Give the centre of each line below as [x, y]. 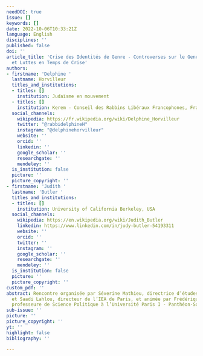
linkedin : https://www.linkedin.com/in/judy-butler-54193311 [95, 226]
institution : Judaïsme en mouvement [63, 96]
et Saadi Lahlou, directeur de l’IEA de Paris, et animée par [92, 299]
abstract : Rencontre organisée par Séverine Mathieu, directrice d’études [102, 293]
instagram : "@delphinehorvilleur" [60, 130]
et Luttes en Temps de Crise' [50, 62]
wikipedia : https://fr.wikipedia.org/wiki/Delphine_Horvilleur [98, 119]
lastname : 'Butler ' [37, 192]
